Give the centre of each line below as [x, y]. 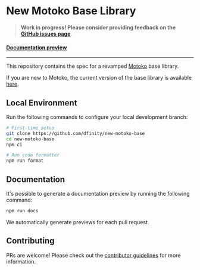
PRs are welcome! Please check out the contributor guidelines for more [93, 255]
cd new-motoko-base [30, 139]
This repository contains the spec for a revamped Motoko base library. [93, 66]
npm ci [14, 145]
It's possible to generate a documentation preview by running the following [98, 194]
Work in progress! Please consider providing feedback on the [98, 27]
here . [12, 84]
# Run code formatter [33, 155]
